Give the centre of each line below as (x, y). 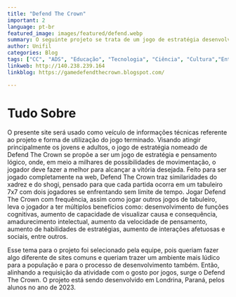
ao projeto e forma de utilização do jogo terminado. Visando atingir (104, 140)
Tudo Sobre (42, 113)
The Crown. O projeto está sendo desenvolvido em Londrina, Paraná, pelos (116, 280)
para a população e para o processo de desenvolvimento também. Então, (113, 265)
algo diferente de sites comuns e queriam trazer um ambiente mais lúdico (113, 258)
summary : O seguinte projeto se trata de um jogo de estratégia (103, 40)
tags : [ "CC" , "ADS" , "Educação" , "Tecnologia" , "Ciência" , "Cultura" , (113, 60)
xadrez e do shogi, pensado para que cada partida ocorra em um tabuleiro (115, 185)
